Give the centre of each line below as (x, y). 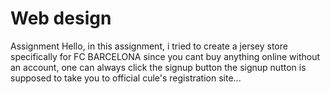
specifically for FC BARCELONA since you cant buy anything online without (165, 56)
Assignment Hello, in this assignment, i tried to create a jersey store (149, 46)
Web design (61, 18)
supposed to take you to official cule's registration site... (126, 78)
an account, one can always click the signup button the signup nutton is (158, 67)
